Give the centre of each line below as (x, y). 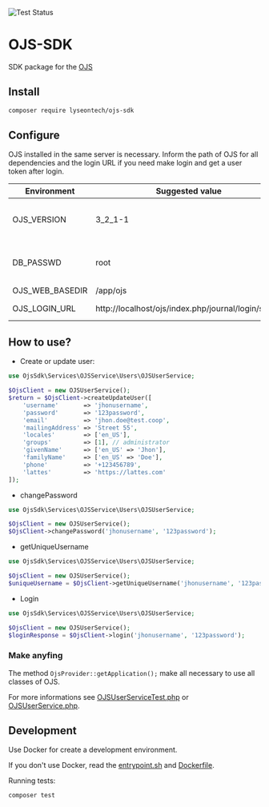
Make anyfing (36, 656)
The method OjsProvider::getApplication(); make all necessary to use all (132, 673)
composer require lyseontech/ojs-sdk (71, 110)
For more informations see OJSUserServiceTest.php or (99, 697)
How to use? (40, 342)
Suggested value (189, 191)
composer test (32, 796)
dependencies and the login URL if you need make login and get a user (125, 163)
